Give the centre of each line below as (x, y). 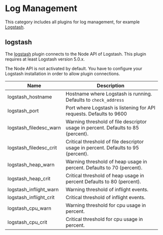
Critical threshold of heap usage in (105, 175)
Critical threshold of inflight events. (106, 197)
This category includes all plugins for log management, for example (72, 22)
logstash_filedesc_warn (34, 127)
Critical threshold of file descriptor (105, 141)
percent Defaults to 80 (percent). (104, 181)
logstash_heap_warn (31, 164)
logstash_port (23, 110)
